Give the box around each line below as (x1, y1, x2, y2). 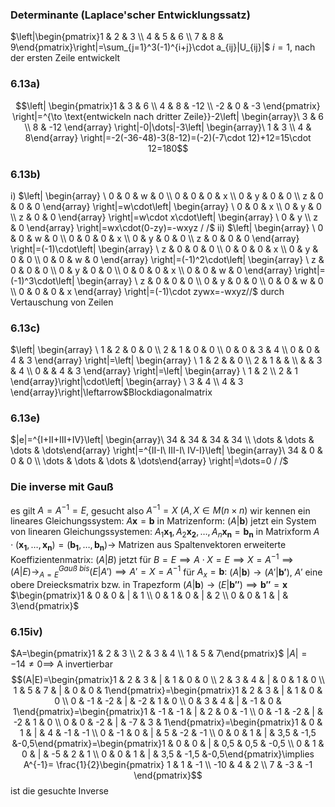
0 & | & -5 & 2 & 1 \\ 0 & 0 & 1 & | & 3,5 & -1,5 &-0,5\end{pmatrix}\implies (21, 748, 315, 760)
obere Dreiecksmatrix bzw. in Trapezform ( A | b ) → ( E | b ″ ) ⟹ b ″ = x (10, 579, 288, 591)
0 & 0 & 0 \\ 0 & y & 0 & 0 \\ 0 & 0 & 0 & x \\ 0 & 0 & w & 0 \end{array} (10, 264, 293, 276)
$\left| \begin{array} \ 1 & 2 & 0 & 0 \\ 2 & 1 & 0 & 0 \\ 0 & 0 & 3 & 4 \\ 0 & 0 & (10, 344, 321, 356)
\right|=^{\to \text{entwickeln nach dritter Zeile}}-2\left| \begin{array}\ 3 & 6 (11, 110, 325, 122)
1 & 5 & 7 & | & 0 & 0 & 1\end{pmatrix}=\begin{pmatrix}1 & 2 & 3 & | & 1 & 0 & (13, 684, 323, 697)
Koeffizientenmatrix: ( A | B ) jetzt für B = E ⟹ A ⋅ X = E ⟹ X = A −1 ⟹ (10, 552, 294, 565)
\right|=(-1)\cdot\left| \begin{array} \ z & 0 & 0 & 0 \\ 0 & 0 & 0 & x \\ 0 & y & (10, 243, 319, 255)
